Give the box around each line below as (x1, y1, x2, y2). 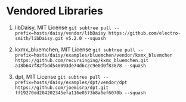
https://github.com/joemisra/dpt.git (14, 85, 109, 91)
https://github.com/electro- (108, 30, 181, 36)
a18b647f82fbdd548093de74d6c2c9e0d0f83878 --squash (14, 63, 146, 69)
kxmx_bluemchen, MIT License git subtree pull (14, 46, 136, 53)
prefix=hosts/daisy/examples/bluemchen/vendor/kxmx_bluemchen (14, 52, 173, 58)
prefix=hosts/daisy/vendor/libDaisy (14, 30, 106, 36)
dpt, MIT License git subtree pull (14, 73, 101, 80)
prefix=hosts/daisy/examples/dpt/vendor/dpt (14, 79, 128, 85)
